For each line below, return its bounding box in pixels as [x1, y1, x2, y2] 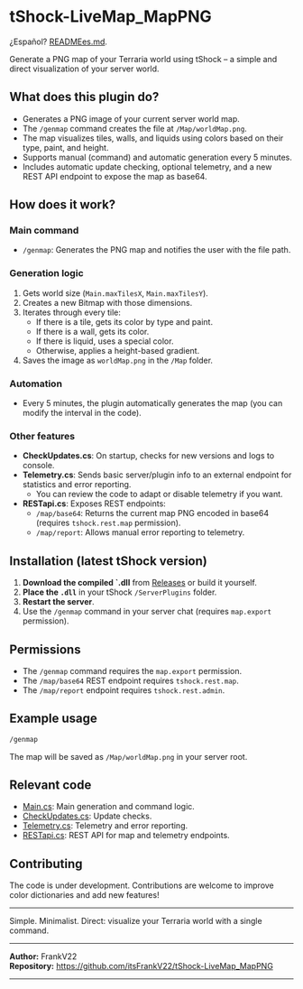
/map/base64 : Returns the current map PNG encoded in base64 [35, 508, 269, 519]
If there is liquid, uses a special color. [35, 336, 174, 347]
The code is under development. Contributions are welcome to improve [9, 880, 275, 891]
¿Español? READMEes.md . [9, 36, 108, 47]
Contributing [9, 855, 83, 872]
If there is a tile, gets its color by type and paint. [35, 316, 214, 327]
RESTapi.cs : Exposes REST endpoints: [22, 498, 167, 509]
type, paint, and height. [22, 142, 109, 153]
